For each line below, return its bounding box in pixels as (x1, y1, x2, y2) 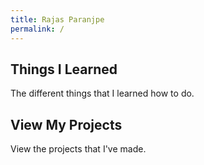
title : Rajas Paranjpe (10, 14, 105, 25)
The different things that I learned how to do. (10, 87, 195, 100)
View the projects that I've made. (10, 143, 147, 155)
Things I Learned (10, 61, 118, 78)
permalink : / (10, 24, 65, 34)
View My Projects (10, 116, 123, 133)
